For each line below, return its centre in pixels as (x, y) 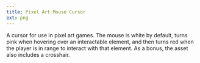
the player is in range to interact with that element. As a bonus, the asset (97, 48)
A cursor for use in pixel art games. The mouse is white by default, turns (97, 35)
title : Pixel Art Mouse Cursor (46, 12)
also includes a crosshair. (38, 54)
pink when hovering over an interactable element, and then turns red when (100, 42)
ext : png (17, 18)
